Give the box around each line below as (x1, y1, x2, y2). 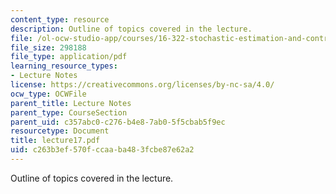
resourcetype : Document (10, 126, 110, 136)
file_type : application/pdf (10, 52, 128, 62)
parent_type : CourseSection (10, 107, 128, 118)
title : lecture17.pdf (10, 136, 101, 146)
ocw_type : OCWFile (10, 89, 87, 99)
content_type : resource (10, 14, 110, 25)
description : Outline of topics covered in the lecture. (10, 24, 253, 34)
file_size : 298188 (10, 42, 87, 53)
